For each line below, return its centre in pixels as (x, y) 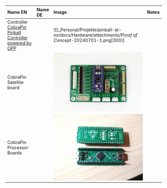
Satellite (15, 83)
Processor (18, 148)
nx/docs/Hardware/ (74, 35)
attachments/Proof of (115, 35)
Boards (15, 153)
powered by (19, 43)
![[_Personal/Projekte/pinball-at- (88, 30)
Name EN (17, 12)
